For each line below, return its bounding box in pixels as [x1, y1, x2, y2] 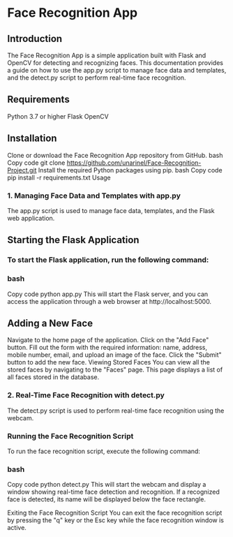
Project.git [7, 165, 37, 174]
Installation [7, 133, 57, 145]
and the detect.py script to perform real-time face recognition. [7, 73, 186, 82]
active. [7, 524, 27, 532]
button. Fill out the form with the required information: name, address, [7, 344, 208, 352]
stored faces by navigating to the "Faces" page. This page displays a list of [7, 365, 223, 374]
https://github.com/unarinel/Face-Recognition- [66, 159, 202, 167]
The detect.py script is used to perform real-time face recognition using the [7, 406, 225, 415]
